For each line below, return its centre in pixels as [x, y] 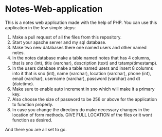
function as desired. [32, 120]
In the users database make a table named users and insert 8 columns [82, 68]
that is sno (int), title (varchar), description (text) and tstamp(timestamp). [85, 63]
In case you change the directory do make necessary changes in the [81, 109]
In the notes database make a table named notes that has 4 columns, [81, 58]
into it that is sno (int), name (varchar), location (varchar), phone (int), [82, 73]
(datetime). [23, 83]
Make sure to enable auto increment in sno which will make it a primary [83, 89]
